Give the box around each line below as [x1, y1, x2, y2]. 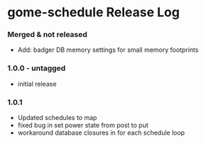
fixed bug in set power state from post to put [17, 121, 149, 130]
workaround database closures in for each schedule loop [17, 128, 185, 137]
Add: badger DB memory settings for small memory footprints [17, 45, 199, 54]
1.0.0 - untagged [7, 63, 66, 73]
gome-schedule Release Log [7, 4, 180, 21]
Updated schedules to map [17, 113, 97, 122]
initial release [17, 79, 57, 88]
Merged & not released [7, 30, 87, 40]
